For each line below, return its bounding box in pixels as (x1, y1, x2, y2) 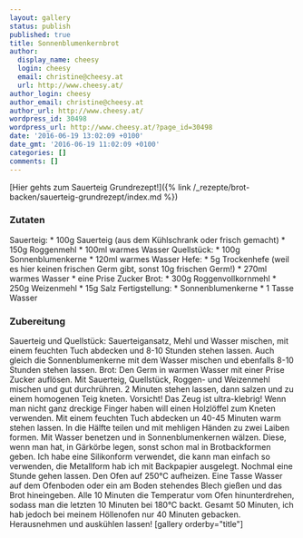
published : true (9, 30, 71, 39)
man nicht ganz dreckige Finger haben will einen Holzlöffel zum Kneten (9, 403, 276, 414)
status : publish (9, 22, 71, 31)
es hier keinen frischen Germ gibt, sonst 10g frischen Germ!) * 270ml (9, 263, 268, 274)
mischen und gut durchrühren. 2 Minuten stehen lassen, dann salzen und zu (9, 384, 295, 395)
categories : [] (9, 148, 67, 157)
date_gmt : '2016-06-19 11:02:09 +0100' (9, 140, 161, 149)
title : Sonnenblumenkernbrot (9, 38, 120, 48)
